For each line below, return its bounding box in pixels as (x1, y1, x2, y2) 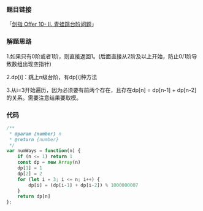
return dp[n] (17, 193, 51, 200)
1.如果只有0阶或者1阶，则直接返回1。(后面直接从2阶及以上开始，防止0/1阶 (6, 52, 192, 59)
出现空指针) (22, 60, 52, 67)
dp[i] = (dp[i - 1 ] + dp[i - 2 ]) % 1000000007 (28, 182, 139, 188)
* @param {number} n (9, 131, 62, 137)
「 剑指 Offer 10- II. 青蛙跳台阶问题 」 (6, 20, 97, 28)
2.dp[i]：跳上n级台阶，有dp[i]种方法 (6, 73, 98, 80)
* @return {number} (9, 136, 59, 142)
